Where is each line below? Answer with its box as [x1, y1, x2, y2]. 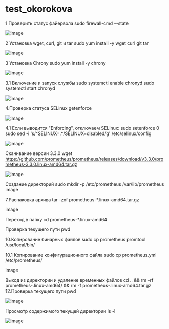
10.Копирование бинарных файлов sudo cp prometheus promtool [5, 236, 146, 242]
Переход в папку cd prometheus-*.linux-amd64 [5, 216, 108, 222]
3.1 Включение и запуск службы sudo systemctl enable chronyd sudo [5, 80, 155, 86]
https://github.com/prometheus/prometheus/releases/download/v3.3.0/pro [5, 156, 164, 162]
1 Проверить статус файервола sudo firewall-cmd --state [5, 20, 129, 26]
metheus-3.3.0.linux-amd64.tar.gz [5, 161, 78, 167]
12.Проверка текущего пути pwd [5, 288, 76, 294]
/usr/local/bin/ [5, 242, 35, 248]
